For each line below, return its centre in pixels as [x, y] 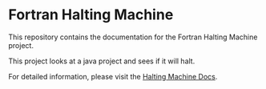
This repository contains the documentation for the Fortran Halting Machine [133, 37]
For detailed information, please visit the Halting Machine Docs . [113, 76]
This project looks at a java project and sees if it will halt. [102, 61]
